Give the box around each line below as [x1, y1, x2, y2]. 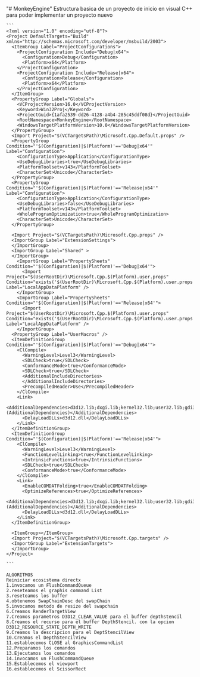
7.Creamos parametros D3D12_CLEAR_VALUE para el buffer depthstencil [6, 614, 183, 620]
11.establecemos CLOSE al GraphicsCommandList [6, 640, 124, 646]
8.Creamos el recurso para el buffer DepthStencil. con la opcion [6, 619, 174, 625]
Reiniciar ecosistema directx [6, 577, 82, 583]
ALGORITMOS [6, 572, 33, 578]
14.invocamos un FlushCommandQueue [6, 655, 95, 661]
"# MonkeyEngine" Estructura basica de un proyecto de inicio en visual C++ [6, 5, 193, 12]
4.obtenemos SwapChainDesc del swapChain [6, 598, 111, 604]
